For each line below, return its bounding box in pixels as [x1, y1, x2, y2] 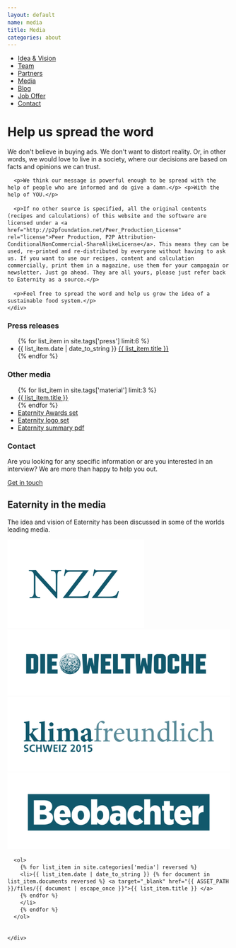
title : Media [7, 26, 46, 33]
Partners [17, 69, 43, 78]
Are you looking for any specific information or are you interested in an [7, 457, 213, 466]
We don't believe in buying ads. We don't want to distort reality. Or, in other [7, 147, 226, 156]
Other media [7, 370, 52, 379]
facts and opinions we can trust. [7, 163, 101, 171]
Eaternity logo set [17, 416, 69, 424]
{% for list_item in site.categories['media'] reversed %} [20, 864, 198, 871]
